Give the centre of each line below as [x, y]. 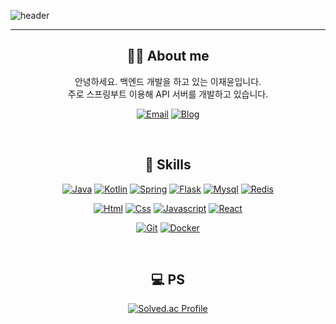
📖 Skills [168, 165]
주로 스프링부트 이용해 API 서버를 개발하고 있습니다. [168, 94]
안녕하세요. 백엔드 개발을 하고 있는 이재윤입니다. [168, 81]
